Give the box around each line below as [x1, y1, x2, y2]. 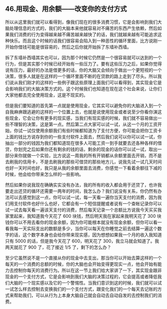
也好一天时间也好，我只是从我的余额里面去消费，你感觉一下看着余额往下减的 [5, 165, 162, 171]
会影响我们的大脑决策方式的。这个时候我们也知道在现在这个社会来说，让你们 [5, 85, 162, 91]
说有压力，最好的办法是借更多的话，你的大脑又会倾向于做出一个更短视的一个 [5, 67, 162, 73]
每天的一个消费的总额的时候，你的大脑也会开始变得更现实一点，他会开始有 [5, 261, 158, 267]
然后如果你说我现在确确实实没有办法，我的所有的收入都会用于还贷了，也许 [5, 182, 158, 188]
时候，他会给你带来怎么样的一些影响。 [5, 171, 83, 177]
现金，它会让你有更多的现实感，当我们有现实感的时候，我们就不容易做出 [9, 115, 158, 121]
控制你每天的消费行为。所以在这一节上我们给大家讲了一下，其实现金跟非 [13, 267, 162, 273]
